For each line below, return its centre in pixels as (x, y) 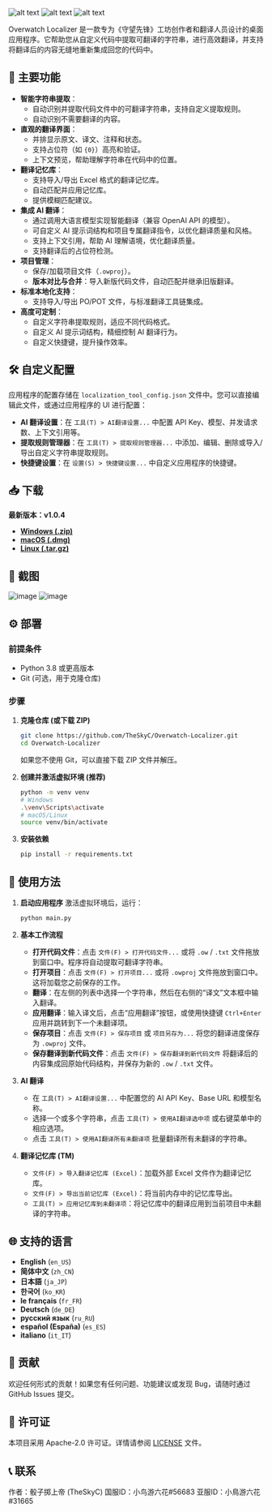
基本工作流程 (41, 934)
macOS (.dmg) (45, 540)
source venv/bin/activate (64, 823)
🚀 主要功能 (34, 77)
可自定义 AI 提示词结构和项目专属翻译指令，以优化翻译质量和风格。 (144, 230)
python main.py (46, 918)
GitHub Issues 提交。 (43, 1394)
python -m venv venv (55, 792)
